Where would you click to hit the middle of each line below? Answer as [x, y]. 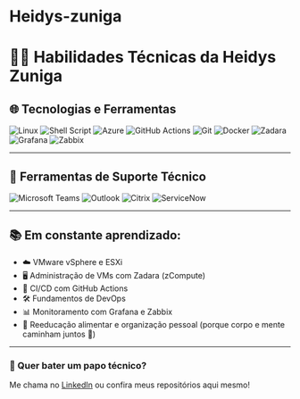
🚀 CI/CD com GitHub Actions [75, 288]
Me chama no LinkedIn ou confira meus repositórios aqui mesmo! [130, 385]
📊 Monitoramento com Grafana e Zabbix [97, 312]
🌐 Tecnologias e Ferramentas [93, 109]
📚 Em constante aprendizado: [95, 235]
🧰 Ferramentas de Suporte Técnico [108, 176]
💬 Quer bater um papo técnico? [78, 365]
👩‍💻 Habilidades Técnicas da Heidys [143, 58]
